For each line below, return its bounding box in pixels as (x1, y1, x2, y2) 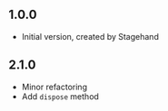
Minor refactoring (21, 81, 88, 92)
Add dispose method (21, 90, 99, 102)
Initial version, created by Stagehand (21, 31, 160, 42)
